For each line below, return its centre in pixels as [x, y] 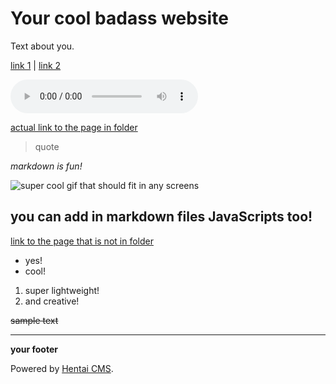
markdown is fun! [46, 166]
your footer [34, 349]
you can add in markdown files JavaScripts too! [161, 217]
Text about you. [42, 46]
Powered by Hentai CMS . [62, 368]
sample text [34, 320]
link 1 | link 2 [36, 65]
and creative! [52, 301]
